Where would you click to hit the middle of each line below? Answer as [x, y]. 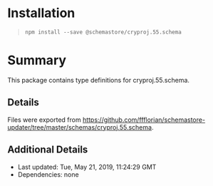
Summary [37, 60]
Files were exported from [44, 120]
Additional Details [48, 150]
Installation [41, 13]
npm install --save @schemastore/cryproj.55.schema [103, 32]
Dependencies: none [48, 174]
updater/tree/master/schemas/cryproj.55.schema [79, 127]
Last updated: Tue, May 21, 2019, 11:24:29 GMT [87, 167]
